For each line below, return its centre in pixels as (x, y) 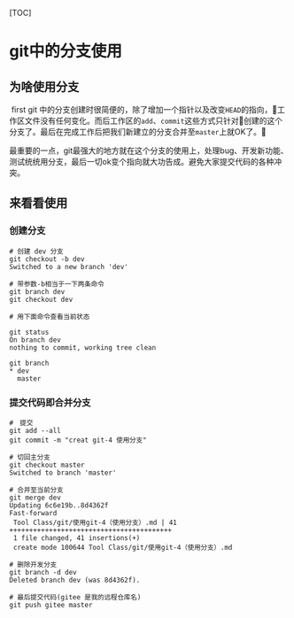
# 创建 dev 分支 (36, 251)
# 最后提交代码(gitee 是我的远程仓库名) (75, 597)
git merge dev (35, 498)
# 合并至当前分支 (36, 490)
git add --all (35, 430)
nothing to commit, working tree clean (83, 348)
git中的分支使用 (66, 51)
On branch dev (35, 340)
